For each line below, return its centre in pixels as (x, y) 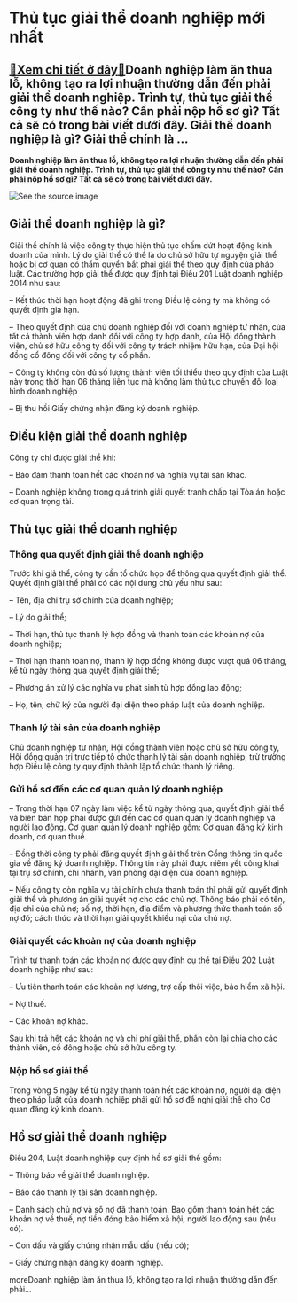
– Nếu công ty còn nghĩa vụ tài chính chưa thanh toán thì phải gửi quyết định (148, 889)
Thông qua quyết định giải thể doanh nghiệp (106, 554)
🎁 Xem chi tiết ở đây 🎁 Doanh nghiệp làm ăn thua (141, 70)
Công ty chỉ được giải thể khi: (63, 457)
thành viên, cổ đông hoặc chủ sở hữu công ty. (93, 1048)
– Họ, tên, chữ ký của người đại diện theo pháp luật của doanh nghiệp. (137, 705)
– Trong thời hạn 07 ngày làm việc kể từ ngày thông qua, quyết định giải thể (147, 808)
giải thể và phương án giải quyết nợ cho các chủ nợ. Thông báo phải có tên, (147, 899)
